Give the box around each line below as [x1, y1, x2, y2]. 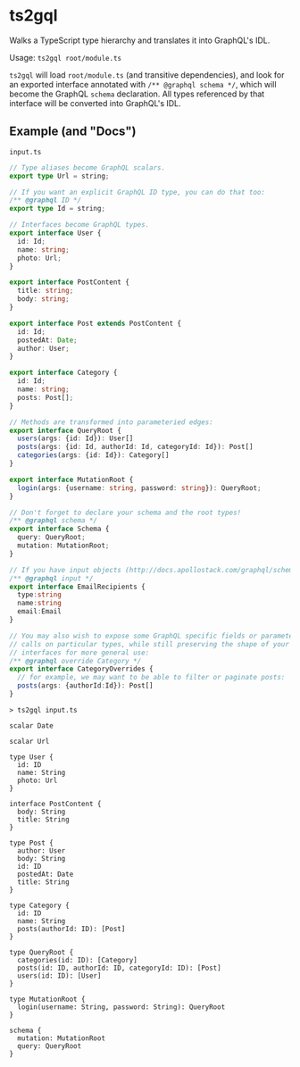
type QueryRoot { [9, 947, 74, 956]
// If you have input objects [9, 565, 122, 574]
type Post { [9, 838, 54, 847]
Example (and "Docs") [9, 124, 137, 139]
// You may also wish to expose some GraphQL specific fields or [9, 631, 257, 640]
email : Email [17, 607, 62, 616]
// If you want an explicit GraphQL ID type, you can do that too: [9, 188, 266, 196]
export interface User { [9, 229, 102, 238]
